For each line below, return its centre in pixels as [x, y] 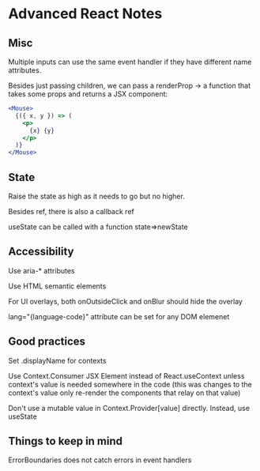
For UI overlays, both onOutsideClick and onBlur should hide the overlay [126, 301]
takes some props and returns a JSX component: [88, 94]
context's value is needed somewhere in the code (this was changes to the [130, 384]
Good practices [47, 342]
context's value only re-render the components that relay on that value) [124, 393]
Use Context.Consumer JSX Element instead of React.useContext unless [126, 375]
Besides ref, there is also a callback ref [71, 211]
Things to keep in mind [66, 441]
